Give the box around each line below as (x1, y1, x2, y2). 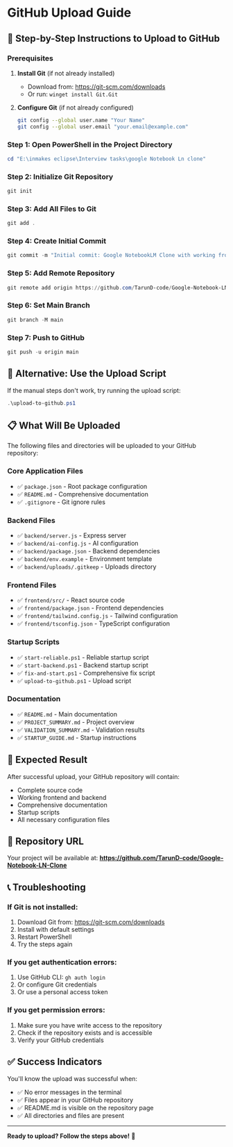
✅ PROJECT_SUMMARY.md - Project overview (17, 717, 135, 726)
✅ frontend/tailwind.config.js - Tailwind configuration (17, 612, 178, 620)
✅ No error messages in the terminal (17, 1088, 122, 1096)
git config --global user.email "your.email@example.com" (17, 123, 189, 130)
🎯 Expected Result (7, 754, 88, 766)
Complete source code (17, 786, 83, 794)
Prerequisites (7, 53, 53, 63)
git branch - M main (7, 316, 64, 324)
